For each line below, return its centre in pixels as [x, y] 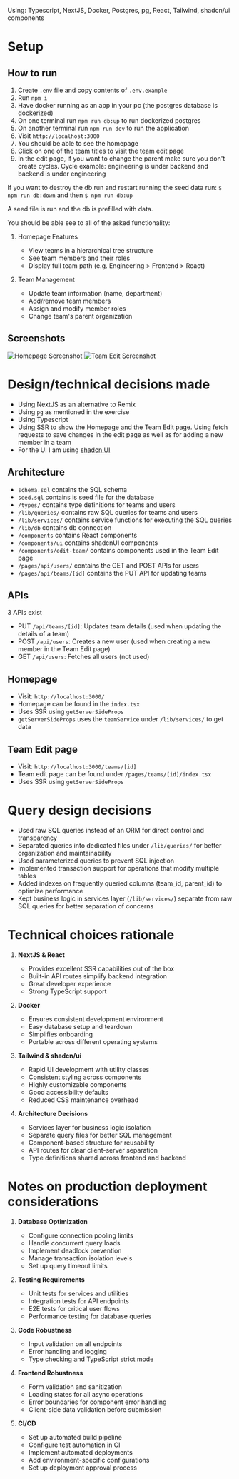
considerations [53, 1202]
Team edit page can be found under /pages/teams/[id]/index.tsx [115, 774]
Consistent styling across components [85, 1077]
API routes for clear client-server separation [93, 1150]
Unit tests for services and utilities [78, 1293]
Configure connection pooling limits [81, 1235]
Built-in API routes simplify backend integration [98, 976]
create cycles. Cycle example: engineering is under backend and [113, 166]
